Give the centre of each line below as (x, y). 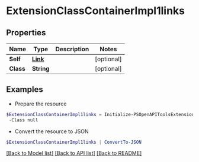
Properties (26, 33)
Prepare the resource (41, 104)
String (41, 69)
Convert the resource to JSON (52, 131)
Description (72, 49)
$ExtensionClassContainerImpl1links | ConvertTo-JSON (74, 142)
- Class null (23, 120)
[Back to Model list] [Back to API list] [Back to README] (74, 153)
